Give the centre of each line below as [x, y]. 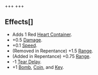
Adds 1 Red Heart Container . [42, 34]
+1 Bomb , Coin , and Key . [38, 67]
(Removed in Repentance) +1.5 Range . [53, 51]
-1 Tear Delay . [27, 62]
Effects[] [19, 22]
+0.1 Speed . [25, 45]
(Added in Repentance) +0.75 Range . [51, 56]
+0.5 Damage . [27, 40]
